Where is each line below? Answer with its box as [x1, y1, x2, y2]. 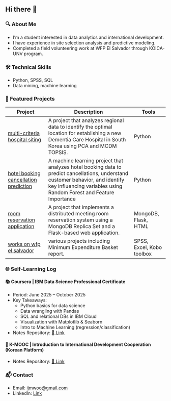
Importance [48, 195, 76, 203]
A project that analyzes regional [48, 117, 124, 124]
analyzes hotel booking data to [48, 164, 122, 171]
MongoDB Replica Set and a [48, 223, 116, 230]
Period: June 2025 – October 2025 [12, 292, 85, 298]
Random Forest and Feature [48, 189, 115, 196]
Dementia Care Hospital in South [48, 136, 126, 143]
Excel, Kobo [134, 244, 162, 251]
